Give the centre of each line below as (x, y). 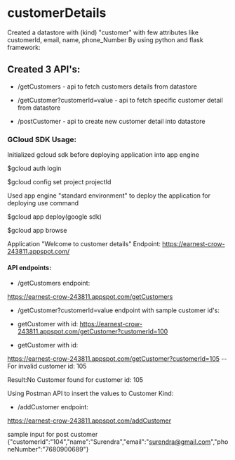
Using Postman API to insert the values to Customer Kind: (90, 394)
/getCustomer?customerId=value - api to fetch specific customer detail (120, 100)
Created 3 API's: (44, 69)
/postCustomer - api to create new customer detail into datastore (111, 121)
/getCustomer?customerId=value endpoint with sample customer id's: (118, 310)
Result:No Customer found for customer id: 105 (75, 380)
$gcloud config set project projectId (59, 182)
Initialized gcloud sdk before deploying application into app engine (103, 155)
